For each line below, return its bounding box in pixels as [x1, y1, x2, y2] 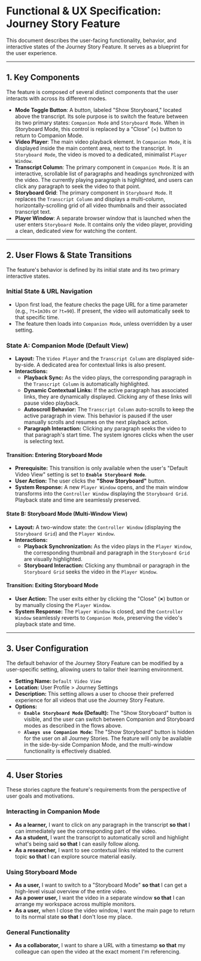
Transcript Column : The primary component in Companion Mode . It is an [14, 163, 190, 171]
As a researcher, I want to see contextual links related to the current [14, 846, 184, 854]
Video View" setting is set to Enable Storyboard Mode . [14, 471, 147, 478]
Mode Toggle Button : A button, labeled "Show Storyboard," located [14, 106, 182, 113]
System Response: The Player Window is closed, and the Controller [14, 608, 184, 615]
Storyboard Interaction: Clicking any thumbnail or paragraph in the [23, 562, 190, 569]
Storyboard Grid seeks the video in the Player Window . [23, 568, 158, 575]
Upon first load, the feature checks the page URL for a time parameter [14, 301, 188, 308]
